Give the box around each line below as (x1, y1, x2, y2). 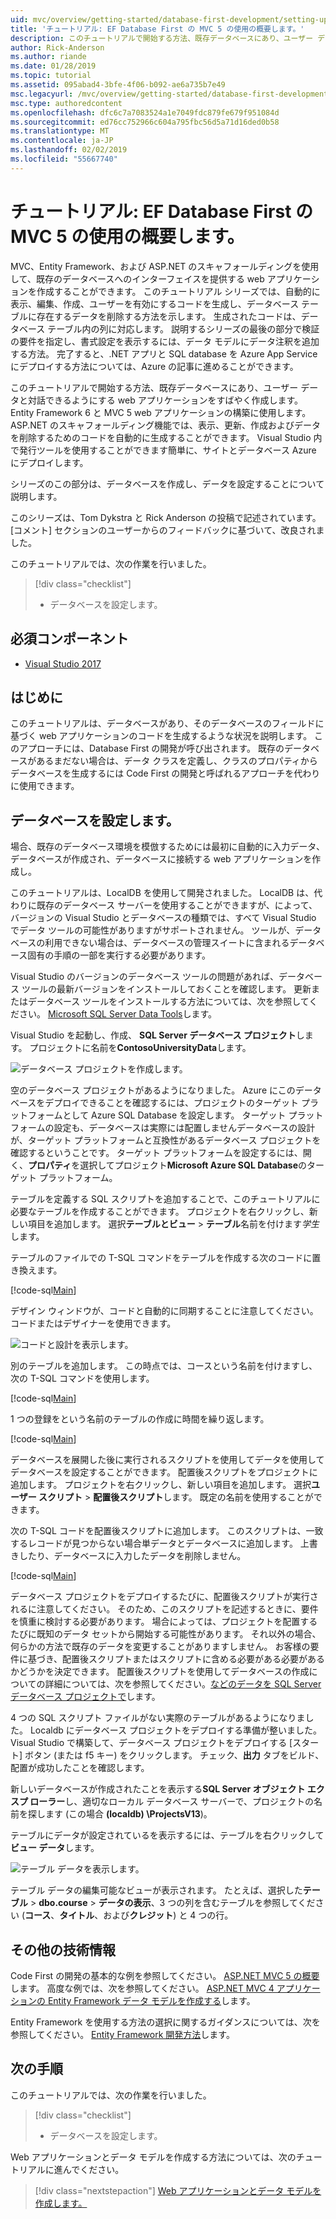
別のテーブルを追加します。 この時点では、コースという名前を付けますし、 (10, 1360, 318, 1372)
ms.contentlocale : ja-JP (10, 136, 114, 146)
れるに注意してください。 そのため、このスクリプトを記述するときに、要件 (10, 1603, 319, 1615)
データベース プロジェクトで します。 (10, 1691, 161, 1703)
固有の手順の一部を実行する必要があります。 (27, 949, 211, 961)
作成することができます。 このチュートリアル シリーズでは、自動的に (36, 285, 321, 297)
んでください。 (62, 2163, 125, 2175)
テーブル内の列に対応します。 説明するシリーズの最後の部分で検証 (47, 322, 320, 335)
